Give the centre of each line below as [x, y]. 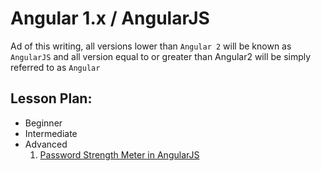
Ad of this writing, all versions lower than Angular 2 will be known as [151, 46]
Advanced [46, 144]
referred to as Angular [55, 67]
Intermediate [51, 133]
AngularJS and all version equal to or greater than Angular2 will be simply [161, 56]
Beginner [43, 123]
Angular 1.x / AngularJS [110, 18]
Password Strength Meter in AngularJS [119, 154]
